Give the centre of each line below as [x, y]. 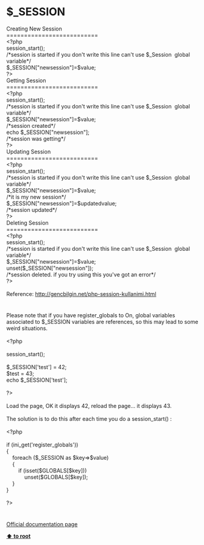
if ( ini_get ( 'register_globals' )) [42, 445]
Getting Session [26, 80]
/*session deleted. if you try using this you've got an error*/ [81, 274]
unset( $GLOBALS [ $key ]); [56, 477]
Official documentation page [42, 524]
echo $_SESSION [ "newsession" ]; [48, 132]
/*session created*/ [31, 125]
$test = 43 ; [20, 374]
